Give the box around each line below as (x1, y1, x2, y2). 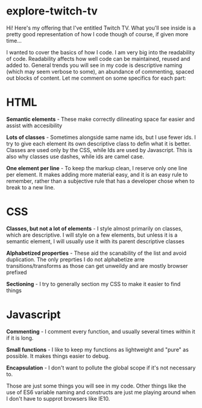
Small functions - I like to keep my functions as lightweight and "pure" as (6, 346, 189, 353)
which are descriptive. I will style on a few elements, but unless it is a (6, 231, 178, 238)
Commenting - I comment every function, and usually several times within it (6, 328, 195, 335)
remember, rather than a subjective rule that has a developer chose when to (6, 177, 195, 185)
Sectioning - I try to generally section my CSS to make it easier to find (6, 280, 181, 287)
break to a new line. (6, 183, 55, 191)
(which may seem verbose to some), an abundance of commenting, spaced (6, 68, 194, 75)
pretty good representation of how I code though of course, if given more (6, 30, 189, 37)
